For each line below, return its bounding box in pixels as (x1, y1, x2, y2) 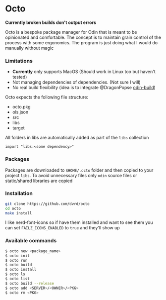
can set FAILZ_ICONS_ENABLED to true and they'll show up (5, 225, 120, 231)
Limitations (5, 57, 33, 64)
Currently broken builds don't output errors (5, 19, 97, 25)
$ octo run (5, 258, 28, 263)
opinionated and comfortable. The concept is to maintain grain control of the (5, 34, 161, 40)
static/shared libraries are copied (5, 178, 73, 184)
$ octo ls (5, 272, 26, 277)
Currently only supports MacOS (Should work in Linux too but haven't (12, 69, 156, 75)
